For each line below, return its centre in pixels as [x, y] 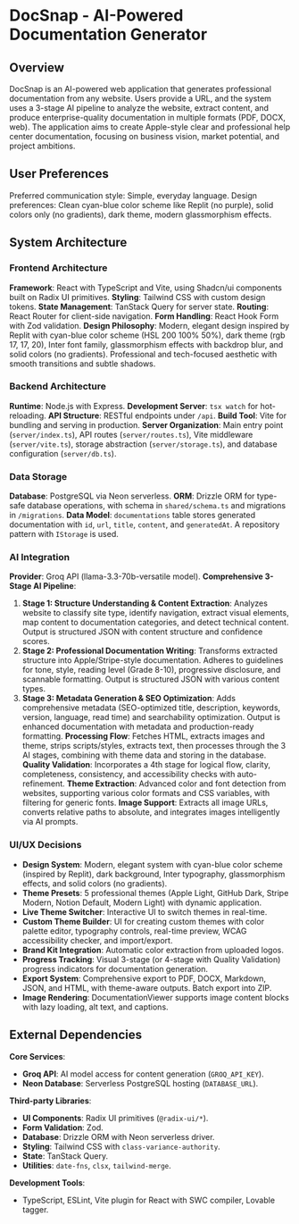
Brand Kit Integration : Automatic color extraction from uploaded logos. [153, 950]
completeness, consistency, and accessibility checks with [129, 775]
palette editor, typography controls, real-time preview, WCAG [134, 931]
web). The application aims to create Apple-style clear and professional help [150, 127]
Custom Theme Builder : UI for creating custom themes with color [143, 921]
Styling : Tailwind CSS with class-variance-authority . [121, 1146]
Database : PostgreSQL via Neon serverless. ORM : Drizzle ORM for [132, 496]
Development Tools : [47, 1182]
